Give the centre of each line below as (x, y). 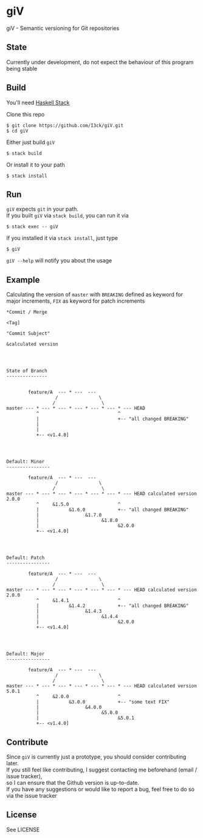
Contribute (27, 742)
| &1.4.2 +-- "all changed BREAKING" (112, 606)
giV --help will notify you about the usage (59, 261)
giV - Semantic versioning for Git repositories (63, 28)
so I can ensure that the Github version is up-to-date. (73, 783)
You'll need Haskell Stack (38, 103)
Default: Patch (26, 558)
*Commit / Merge (27, 312)
